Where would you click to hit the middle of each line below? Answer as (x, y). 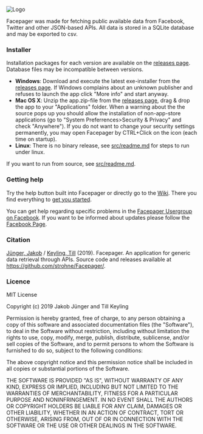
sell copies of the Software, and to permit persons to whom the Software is (100, 344)
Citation (18, 240)
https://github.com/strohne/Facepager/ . (56, 266)
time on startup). (36, 139)
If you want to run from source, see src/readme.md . (71, 164)
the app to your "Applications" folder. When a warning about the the (100, 107)
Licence (18, 281)
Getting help (25, 180)
